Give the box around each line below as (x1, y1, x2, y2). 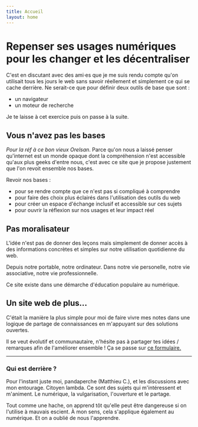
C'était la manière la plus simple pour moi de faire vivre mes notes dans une (6, 314, 190, 321)
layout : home (6, 14, 38, 20)
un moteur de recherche (14, 102, 74, 109)
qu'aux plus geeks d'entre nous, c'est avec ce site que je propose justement (6, 159, 192, 166)
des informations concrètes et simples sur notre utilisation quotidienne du (6, 246, 185, 253)
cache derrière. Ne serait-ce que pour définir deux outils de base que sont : (6, 84, 190, 92)
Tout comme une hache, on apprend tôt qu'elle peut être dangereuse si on (6, 402, 187, 409)
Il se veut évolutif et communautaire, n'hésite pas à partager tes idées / (6, 338, 179, 345)
